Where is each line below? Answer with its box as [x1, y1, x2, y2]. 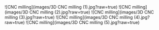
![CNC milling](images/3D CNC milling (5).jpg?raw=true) [26, 19, 140, 25]
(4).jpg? [134, 15, 150, 20]
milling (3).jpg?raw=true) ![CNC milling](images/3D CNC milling [4, 15, 133, 20]
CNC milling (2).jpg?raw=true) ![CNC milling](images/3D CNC [29, 9, 154, 15]
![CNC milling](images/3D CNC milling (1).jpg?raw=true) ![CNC [4, 4, 131, 10]
